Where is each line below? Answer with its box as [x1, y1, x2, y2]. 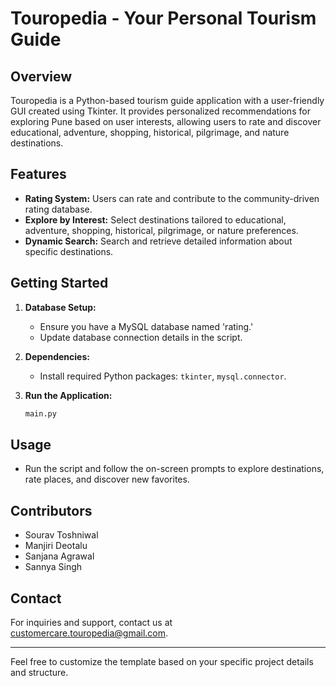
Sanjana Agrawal [24, 550, 95, 562]
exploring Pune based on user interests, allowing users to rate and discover [10, 116, 322, 127]
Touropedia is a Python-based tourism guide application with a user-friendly [10, 95, 325, 106]
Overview [10, 68, 73, 85]
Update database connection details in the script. [39, 331, 243, 343]
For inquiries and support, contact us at [10, 616, 173, 628]
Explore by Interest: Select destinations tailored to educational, [24, 213, 287, 226]
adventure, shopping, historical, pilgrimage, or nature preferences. [24, 224, 299, 236]
